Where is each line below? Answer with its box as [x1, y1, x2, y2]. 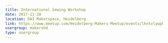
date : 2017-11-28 [5, 12, 41, 17]
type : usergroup [5, 30, 39, 35]
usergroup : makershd [5, 26, 48, 31]
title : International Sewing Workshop [5, 7, 86, 12]
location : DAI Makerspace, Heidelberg [5, 16, 86, 21]
